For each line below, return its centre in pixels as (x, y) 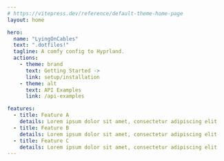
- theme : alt (38, 83)
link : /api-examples (55, 96)
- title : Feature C (41, 141)
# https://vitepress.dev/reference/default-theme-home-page (95, 13)
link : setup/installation (62, 77)
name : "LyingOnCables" (46, 39)
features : (21, 109)
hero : (15, 32)
